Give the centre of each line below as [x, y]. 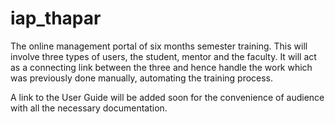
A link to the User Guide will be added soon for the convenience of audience [167, 97]
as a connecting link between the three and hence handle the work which [161, 67]
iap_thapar [56, 18]
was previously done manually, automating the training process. [142, 78]
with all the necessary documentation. [89, 108]
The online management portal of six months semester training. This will [159, 46]
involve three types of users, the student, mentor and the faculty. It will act [163, 56]
